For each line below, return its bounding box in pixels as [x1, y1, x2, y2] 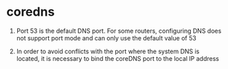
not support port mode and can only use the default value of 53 [16, 33, 196, 42]
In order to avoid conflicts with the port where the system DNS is [16, 47, 200, 55]
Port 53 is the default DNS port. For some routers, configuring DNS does [16, 27, 222, 35]
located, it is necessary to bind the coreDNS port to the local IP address [16, 54, 219, 62]
